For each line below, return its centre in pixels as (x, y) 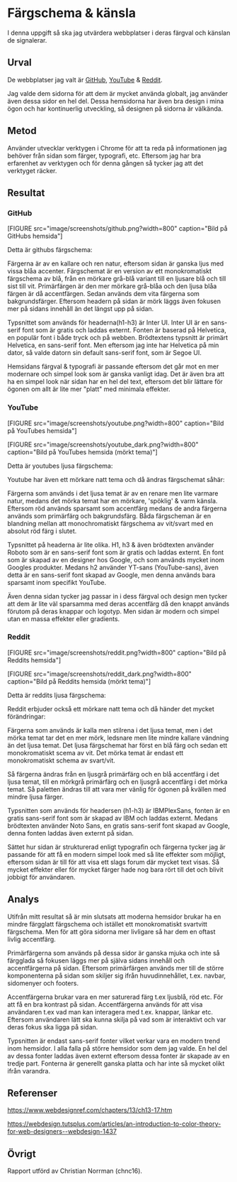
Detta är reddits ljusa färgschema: (57, 695)
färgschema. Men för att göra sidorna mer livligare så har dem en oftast (111, 931)
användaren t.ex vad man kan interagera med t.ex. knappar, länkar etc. (110, 1012)
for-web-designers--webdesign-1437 (62, 1132)
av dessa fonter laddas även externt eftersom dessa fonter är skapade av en (118, 1056)
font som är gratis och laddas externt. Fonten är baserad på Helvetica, (124, 330)
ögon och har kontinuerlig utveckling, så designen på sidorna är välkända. (115, 109)
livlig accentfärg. (32, 939)
